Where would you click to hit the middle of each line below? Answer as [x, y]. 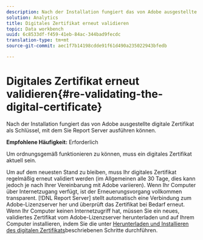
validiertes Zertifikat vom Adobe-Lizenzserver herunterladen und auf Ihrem [100, 217]
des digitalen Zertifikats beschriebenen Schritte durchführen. [82, 230]
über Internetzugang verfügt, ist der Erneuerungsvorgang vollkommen [94, 191]
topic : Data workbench [35, 29]
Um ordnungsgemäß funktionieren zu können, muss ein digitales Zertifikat [99, 154]
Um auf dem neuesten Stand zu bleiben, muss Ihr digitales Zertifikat [91, 172]
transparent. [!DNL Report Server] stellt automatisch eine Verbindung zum [99, 197]
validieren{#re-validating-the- [84, 94]
